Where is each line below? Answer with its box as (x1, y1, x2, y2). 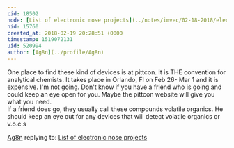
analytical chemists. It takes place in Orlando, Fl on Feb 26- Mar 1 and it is (7, 75, 219, 83)
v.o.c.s (7, 120, 26, 128)
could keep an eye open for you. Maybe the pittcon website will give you (7, 90, 215, 98)
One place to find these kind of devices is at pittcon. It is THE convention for (7, 67, 226, 76)
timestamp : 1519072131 (7, 36, 73, 43)
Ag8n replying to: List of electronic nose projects (7, 133, 148, 141)
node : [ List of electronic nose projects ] (7, 17, 132, 24)
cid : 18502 (7, 10, 39, 17)
